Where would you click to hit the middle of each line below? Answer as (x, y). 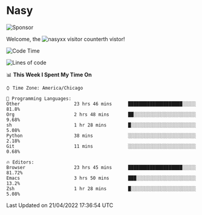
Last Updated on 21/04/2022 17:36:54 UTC (60, 205)
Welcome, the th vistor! (66, 39)
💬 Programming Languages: (39, 98)
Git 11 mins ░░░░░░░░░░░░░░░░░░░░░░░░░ (101, 146)
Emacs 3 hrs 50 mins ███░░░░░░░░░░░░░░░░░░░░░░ (101, 178)
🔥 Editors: (20, 162)
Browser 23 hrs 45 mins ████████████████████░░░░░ (101, 167)
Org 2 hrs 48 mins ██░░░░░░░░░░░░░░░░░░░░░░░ (101, 114)
